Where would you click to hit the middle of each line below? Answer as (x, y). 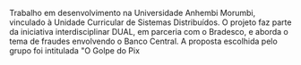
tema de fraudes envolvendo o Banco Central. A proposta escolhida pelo (143, 41)
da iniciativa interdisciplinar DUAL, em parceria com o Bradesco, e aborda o (149, 32)
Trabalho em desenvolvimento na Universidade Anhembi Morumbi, (133, 13)
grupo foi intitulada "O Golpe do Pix (75, 51)
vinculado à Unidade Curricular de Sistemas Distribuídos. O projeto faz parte (150, 22)
